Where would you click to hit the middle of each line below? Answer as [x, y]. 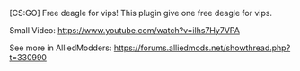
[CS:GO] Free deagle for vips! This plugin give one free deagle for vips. [141, 13]
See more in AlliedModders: [61, 48]
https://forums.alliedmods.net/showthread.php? [202, 48]
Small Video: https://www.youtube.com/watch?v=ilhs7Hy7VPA [125, 30]
